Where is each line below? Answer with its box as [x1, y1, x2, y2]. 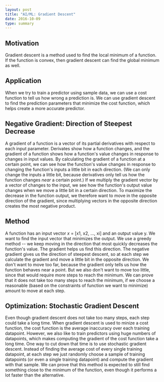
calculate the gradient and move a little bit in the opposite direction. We [5, 256, 149, 262]
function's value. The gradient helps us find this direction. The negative [5, 246, 150, 252]
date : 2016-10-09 [5, 16, 41, 21]
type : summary [5, 21, 34, 26]
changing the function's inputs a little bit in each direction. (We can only [5, 166, 151, 172]
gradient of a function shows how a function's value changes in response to [5, 151, 159, 157]
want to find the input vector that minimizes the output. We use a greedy [5, 235, 152, 241]
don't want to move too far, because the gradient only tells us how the [5, 261, 147, 268]
